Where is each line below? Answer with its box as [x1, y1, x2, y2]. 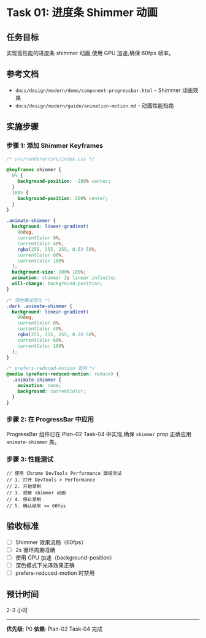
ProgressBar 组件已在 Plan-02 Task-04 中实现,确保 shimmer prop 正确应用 [6, 430, 192, 437]
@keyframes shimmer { [6, 167, 62, 173]
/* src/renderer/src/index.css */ [6, 156, 95, 162]
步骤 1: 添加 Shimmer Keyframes [6, 142, 103, 150]
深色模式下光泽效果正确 [15, 562, 75, 569]
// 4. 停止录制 [6, 496, 42, 503]
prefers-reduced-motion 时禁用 [15, 569, 95, 577]
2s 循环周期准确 [15, 546, 56, 553]
